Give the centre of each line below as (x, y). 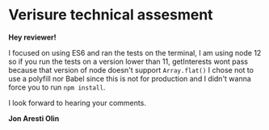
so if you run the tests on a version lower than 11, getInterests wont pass (128, 61)
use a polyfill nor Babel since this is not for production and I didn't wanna (130, 78)
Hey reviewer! (32, 37)
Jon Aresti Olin (34, 118)
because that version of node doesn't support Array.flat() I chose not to (131, 69)
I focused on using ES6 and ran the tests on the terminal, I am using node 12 (135, 52)
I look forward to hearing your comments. (78, 103)
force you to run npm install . (57, 87)
